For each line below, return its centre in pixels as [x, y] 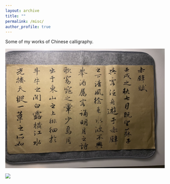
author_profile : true [28, 27]
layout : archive [22, 11]
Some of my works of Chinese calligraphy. [49, 42]
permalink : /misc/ [25, 21]
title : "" [16, 16]
